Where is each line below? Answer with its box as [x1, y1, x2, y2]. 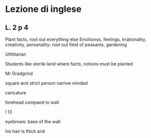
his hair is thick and [5, 128, 45, 134]
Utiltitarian [5, 51, 26, 57]
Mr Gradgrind [5, 70, 33, 76]
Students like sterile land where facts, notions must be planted [5, 61, 133, 67]
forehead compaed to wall [5, 99, 59, 105]
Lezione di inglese [5, 3, 82, 15]
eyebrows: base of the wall [5, 119, 61, 125]
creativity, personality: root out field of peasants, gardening [5, 42, 127, 48]
